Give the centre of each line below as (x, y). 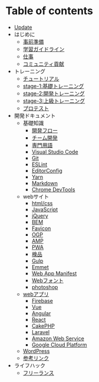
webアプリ (36, 294)
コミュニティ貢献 (43, 64)
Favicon (41, 228)
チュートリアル (41, 79)
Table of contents (49, 11)
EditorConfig (47, 170)
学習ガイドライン (44, 49)
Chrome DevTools (53, 189)
